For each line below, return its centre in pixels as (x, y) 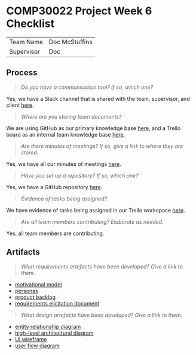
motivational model (38, 284)
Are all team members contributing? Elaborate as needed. (92, 221)
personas (27, 291)
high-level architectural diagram (54, 333)
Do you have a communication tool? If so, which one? (87, 87)
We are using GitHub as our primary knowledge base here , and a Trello (94, 128)
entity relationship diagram (48, 326)
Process (22, 73)
